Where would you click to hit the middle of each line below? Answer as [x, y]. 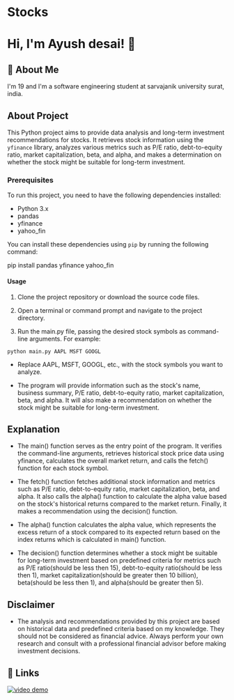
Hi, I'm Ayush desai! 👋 [71, 44]
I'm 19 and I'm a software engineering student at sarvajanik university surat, [116, 86]
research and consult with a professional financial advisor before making [122, 644]
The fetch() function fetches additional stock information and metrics [116, 482]
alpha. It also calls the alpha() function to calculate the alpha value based [122, 497]
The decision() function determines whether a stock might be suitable [117, 553]
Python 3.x [33, 209]
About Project [38, 116]
